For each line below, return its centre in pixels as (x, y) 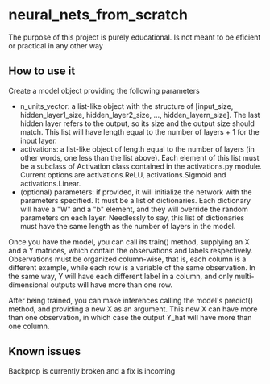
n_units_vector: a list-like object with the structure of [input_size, (127, 106)
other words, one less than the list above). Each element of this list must (139, 157)
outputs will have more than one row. (112, 285)
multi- (245, 276)
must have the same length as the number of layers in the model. (128, 226)
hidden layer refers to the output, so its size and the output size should (137, 123)
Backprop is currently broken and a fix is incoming (92, 371)
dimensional (29, 285)
